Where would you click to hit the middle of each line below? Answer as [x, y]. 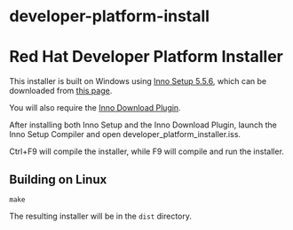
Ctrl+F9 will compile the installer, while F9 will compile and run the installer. [146, 151]
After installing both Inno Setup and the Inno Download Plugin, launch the [143, 125]
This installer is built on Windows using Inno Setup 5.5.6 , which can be [138, 81]
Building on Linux [58, 179]
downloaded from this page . [61, 91]
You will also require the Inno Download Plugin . [95, 108]
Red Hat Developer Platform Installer [146, 57]
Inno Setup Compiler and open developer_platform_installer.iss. [125, 134]
